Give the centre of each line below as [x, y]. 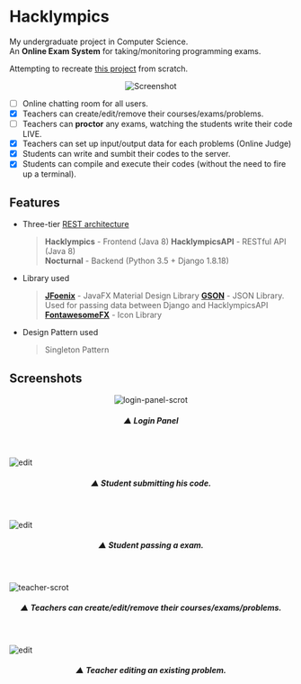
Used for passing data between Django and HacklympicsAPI [156, 306]
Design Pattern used [60, 333]
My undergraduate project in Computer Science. [99, 41]
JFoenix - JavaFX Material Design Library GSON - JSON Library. [164, 296]
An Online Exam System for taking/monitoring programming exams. [135, 50]
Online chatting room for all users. [85, 103]
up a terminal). [49, 174]
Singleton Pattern [77, 350]
